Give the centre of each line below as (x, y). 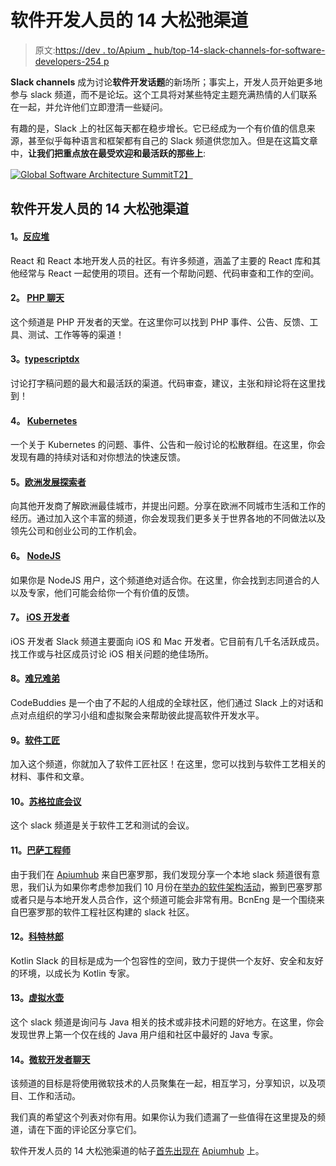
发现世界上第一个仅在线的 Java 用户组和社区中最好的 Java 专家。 (144, 1034)
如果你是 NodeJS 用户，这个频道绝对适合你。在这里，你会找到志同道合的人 (165, 580)
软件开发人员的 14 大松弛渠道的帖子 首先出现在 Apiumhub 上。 (137, 1151)
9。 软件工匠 (35, 740)
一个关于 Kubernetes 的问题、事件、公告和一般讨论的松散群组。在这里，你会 (168, 445)
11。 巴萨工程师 (41, 850)
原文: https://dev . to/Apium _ (93, 50)
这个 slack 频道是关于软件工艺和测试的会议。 (102, 825)
